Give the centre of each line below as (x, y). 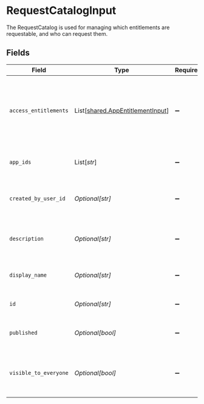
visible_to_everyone (39, 373)
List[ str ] (86, 162)
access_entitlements (39, 110)
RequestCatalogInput (61, 11)
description (27, 238)
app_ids (20, 162)
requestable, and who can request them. (57, 33)
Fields (18, 53)
